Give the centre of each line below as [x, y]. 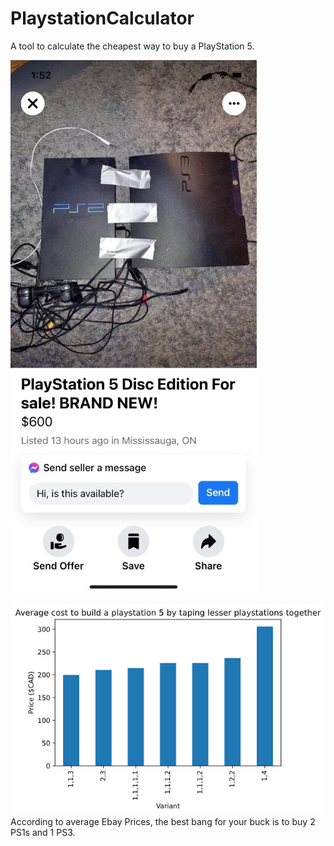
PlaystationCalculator [102, 18]
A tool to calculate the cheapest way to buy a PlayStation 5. [132, 46]
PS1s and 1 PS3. [43, 833]
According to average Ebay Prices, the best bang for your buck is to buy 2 [163, 822]
